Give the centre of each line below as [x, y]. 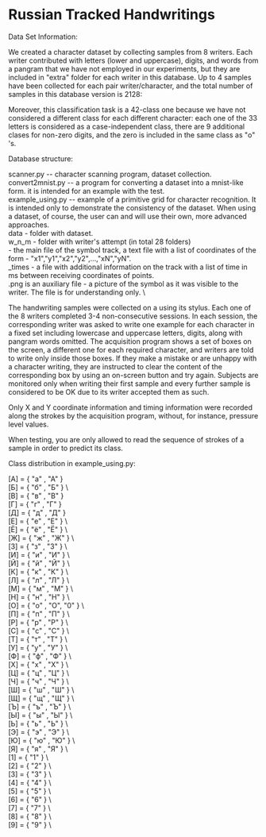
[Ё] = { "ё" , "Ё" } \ [38, 529]
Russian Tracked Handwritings [112, 15]
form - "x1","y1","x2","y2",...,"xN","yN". [70, 258]
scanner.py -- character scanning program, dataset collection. [110, 174]
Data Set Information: [43, 37]
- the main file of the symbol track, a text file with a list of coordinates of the [132, 250]
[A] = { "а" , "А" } [36, 479]
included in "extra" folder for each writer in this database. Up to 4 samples [130, 77]
